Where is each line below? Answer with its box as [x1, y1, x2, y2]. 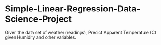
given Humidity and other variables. [5, 34, 77, 40]
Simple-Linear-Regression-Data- [5, 3, 141, 14]
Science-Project [5, 13, 72, 24]
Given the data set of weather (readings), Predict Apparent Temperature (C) [5, 29, 157, 35]
